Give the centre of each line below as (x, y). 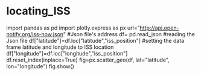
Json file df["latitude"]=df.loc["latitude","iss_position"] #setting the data (95, 40)
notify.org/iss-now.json (35, 34)
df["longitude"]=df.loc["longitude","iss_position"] (67, 53)
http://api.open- (159, 28)
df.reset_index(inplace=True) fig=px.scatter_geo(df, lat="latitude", (88, 60)
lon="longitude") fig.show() (40, 66)
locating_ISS (38, 11)
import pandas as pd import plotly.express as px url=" (73, 28)
